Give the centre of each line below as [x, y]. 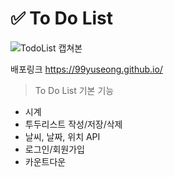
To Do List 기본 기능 [74, 90]
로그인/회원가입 [55, 149]
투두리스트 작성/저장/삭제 [73, 124]
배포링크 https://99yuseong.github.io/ [86, 69]
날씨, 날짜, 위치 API [62, 136]
